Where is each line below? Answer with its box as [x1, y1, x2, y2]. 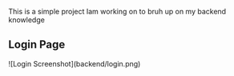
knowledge [8, 15, 46, 25]
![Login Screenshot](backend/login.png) [8, 59, 141, 68]
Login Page [8, 38, 66, 51]
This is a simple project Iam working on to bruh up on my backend [8, 7, 227, 16]
